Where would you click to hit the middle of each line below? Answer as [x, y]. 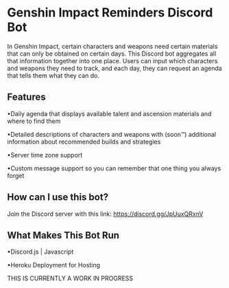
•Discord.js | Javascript [40, 252]
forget [16, 175]
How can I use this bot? [58, 197]
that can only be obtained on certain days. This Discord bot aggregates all [112, 54]
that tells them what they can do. [53, 75]
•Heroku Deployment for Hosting [54, 265]
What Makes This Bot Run [63, 235]
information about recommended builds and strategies [84, 142]
